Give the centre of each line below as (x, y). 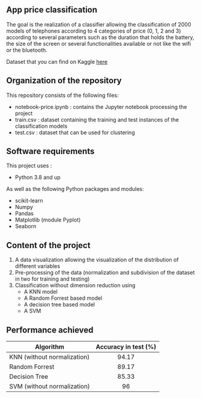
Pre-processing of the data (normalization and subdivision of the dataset (105, 273)
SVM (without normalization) (49, 387)
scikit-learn (29, 201)
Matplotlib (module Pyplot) (48, 220)
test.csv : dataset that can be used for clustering (75, 132)
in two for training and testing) (52, 279)
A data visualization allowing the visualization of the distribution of (97, 260)
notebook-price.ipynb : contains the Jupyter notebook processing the (101, 107)
